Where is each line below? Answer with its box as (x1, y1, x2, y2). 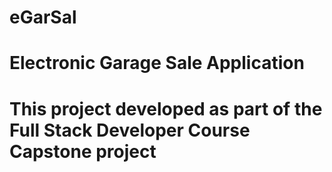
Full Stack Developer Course (9, 119, 251, 141)
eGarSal (9, 6, 77, 29)
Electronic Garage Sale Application (9, 52, 305, 75)
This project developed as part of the (9, 97, 323, 120)
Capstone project (9, 140, 157, 163)
